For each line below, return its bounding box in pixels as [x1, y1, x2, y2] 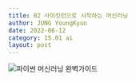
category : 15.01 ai [8, 33, 74, 42]
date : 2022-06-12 [8, 26, 66, 34]
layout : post [8, 41, 52, 49]
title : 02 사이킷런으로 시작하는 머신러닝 [8, 11, 129, 20]
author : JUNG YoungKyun [8, 19, 88, 27]
